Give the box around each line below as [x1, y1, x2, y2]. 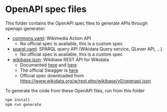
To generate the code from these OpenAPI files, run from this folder [5, 87, 145, 93]
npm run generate [5, 102, 42, 107]
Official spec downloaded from [20, 72, 84, 78]
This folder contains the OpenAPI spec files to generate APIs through [5, 20, 148, 26]
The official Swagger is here [20, 67, 79, 73]
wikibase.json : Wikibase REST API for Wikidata [12, 56, 109, 62]
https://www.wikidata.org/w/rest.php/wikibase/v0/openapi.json [20, 78, 151, 84]
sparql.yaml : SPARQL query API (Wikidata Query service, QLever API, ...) [12, 46, 162, 52]
